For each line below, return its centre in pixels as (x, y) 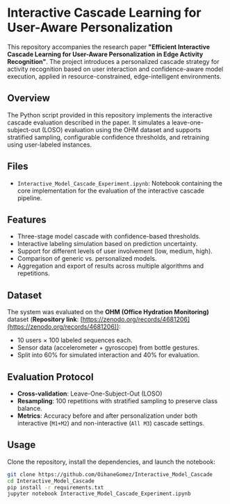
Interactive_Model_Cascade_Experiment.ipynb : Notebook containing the (120, 183)
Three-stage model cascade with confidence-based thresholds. (109, 236)
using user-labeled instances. (50, 145)
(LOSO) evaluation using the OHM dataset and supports (121, 129)
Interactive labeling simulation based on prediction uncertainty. (107, 244)
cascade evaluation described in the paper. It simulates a (89, 122)
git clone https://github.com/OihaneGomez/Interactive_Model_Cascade (110, 474)
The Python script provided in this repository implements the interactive (110, 115)
